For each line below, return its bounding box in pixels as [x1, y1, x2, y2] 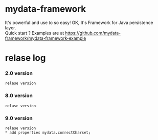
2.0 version [5, 70, 33, 77]
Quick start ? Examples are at [5, 30, 65, 36]
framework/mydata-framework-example [5, 35, 87, 41]
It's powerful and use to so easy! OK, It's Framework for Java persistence [5, 20, 153, 25]
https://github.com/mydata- [65, 30, 121, 36]
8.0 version [5, 92, 33, 99]
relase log [5, 52, 46, 64]
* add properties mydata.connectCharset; [5, 130, 91, 135]
